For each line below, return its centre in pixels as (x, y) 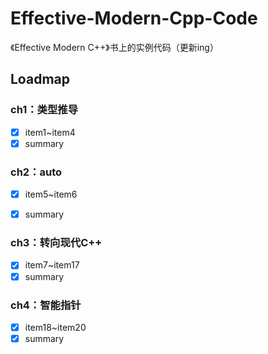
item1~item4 (50, 132)
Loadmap (40, 79)
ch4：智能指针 (46, 305)
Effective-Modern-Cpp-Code (134, 18)
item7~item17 (52, 265)
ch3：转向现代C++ (56, 243)
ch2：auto (36, 172)
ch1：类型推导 (44, 110)
